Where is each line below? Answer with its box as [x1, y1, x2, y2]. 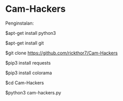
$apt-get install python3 [5, 30, 56, 36]
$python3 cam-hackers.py [5, 89, 61, 95]
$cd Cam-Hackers [5, 79, 44, 86]
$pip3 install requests [5, 59, 51, 66]
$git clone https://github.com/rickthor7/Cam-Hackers [5, 50, 118, 56]
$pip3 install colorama [5, 70, 52, 76]
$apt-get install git [5, 39, 44, 46]
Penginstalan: [5, 20, 34, 26]
